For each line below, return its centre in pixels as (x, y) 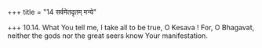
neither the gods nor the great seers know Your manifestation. (108, 36)
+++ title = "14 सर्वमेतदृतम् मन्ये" (52, 12)
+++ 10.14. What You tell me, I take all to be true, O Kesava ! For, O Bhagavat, (131, 27)
